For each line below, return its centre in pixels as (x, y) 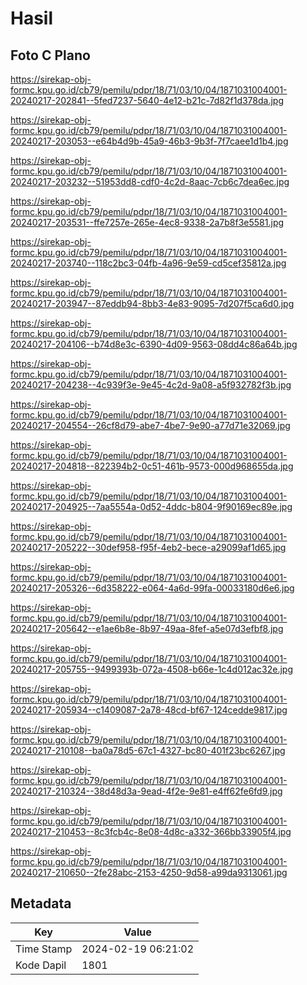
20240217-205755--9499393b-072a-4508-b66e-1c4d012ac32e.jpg (152, 669)
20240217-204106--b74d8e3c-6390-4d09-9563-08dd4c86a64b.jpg (154, 344)
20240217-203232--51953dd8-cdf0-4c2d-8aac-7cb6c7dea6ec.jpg (150, 181)
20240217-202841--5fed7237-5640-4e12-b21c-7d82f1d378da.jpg (147, 100)
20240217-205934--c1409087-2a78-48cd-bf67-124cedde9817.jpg (149, 710)
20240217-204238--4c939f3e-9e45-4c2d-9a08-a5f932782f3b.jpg (151, 385)
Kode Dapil (41, 965)
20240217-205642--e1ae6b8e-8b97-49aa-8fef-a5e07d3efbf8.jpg (147, 628)
